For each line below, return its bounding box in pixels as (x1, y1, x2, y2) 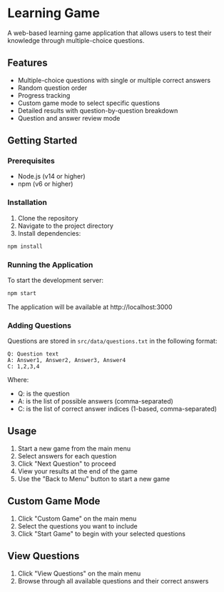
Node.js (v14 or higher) (17, 172, 86, 181)
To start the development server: (7, 276, 104, 284)
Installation (7, 198, 48, 208)
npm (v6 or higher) (17, 180, 73, 189)
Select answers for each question (17, 451, 117, 460)
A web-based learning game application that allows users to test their (7, 29, 212, 37)
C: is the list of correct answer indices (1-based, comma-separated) (17, 405, 218, 413)
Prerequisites (7, 156, 55, 166)
